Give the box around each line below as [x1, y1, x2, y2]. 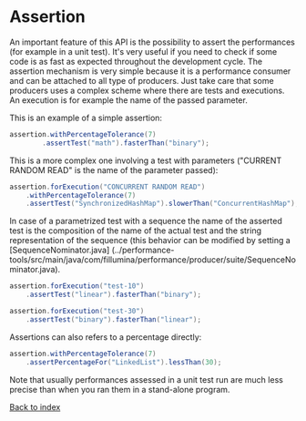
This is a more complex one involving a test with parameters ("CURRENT [9, 155, 282, 166]
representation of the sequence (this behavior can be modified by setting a [9, 235, 291, 246]
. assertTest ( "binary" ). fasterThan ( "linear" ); [25, 314, 202, 324]
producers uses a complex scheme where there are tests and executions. [9, 85, 285, 96]
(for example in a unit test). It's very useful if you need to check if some [9, 46, 278, 56]
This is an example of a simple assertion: [9, 112, 162, 123]
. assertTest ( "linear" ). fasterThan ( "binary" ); [25, 290, 202, 300]
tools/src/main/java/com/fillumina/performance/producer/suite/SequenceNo [9, 254, 296, 265]
